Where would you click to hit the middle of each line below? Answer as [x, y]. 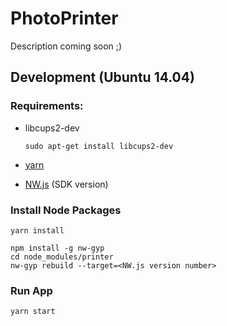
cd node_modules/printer [62, 257]
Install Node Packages [66, 210]
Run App [31, 290]
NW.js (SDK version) [66, 184]
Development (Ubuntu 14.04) [102, 77]
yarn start [33, 312]
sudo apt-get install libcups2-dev [99, 146]
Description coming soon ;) [66, 46]
